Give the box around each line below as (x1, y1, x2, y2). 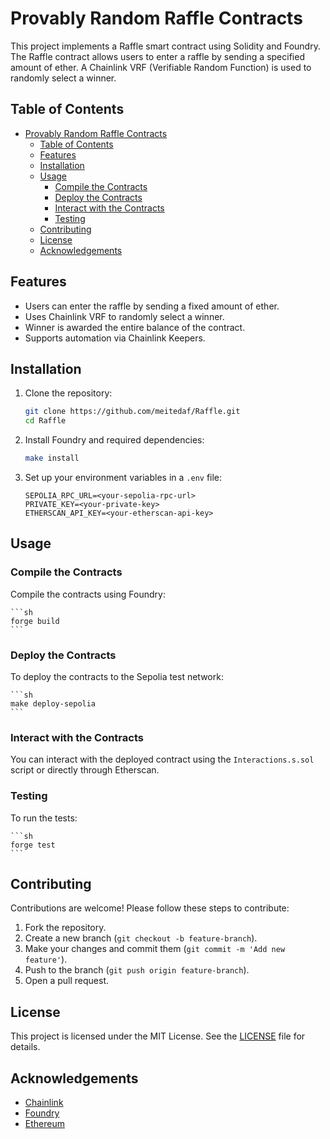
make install (24, 453, 80, 464)
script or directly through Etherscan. (10, 764, 160, 776)
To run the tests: (10, 812, 78, 824)
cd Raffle (24, 416, 67, 426)
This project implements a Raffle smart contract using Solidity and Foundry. (10, 40, 321, 52)
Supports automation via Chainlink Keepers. (24, 332, 206, 344)
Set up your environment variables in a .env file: (24, 472, 223, 483)
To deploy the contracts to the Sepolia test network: (10, 670, 224, 682)
